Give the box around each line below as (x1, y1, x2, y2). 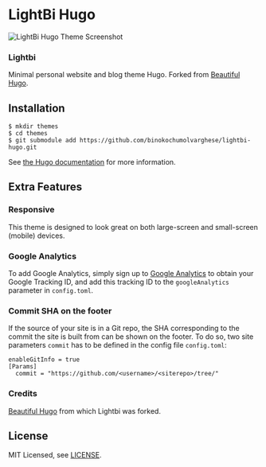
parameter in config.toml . (8, 286, 94, 295)
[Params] (8, 363, 37, 371)
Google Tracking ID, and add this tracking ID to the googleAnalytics (8, 277, 229, 287)
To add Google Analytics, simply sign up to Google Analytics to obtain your (8, 269, 254, 278)
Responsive (8, 204, 55, 216)
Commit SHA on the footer (8, 305, 112, 316)
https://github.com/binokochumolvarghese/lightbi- (79, 137, 251, 145)
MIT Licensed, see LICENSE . (8, 450, 102, 460)
